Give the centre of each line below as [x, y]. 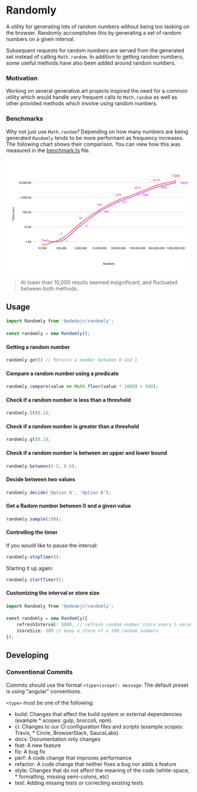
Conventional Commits [40, 672]
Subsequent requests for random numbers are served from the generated [95, 50]
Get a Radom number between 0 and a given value [69, 506]
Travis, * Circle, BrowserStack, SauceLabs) [67, 733]
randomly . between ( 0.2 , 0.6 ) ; [42, 466]
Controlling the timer [32, 532]
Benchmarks [25, 119]
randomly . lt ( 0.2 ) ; [28, 413]
